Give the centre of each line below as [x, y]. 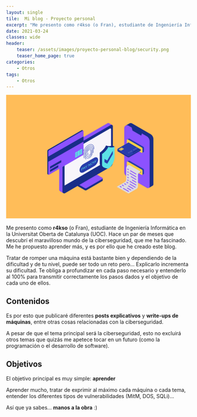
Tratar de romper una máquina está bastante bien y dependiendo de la [91, 258]
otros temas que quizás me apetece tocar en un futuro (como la [83, 339]
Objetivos [24, 364]
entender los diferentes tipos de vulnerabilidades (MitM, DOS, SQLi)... [90, 396]
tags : [13, 74]
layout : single [25, 12]
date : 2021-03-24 [27, 31]
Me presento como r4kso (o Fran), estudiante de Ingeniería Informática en [96, 228]
